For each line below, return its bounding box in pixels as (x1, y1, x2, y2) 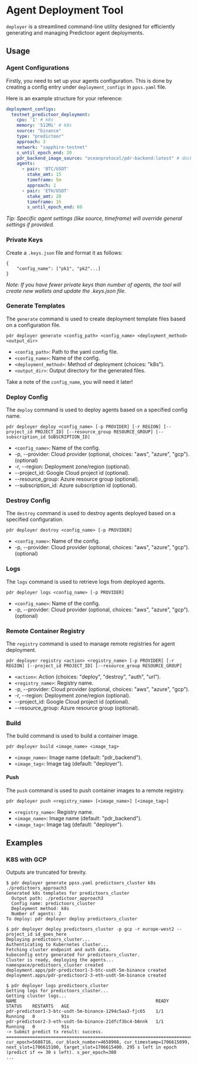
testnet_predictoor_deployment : (11, 111, 91, 117)
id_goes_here (35, 931, 67, 938)
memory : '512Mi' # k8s (16, 123, 72, 129)
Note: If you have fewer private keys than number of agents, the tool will (6, 281, 181, 288)
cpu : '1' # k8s (16, 117, 54, 123)
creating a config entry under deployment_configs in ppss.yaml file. (6, 83, 167, 90)
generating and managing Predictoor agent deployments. (6, 29, 144, 36)
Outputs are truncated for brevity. (6, 869, 87, 876)
